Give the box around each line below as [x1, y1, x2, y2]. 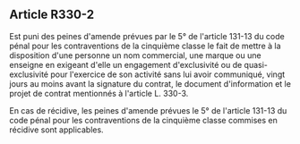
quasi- [244, 59, 269, 70]
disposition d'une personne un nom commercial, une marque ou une [9, 49, 261, 61]
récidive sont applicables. [9, 124, 105, 135]
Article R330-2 [9, 7, 95, 22]
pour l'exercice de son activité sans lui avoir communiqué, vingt [50, 69, 286, 80]
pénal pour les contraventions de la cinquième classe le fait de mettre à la [9, 40, 281, 51]
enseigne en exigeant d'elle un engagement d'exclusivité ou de [9, 59, 243, 70]
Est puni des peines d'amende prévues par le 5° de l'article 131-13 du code [9, 30, 285, 41]
